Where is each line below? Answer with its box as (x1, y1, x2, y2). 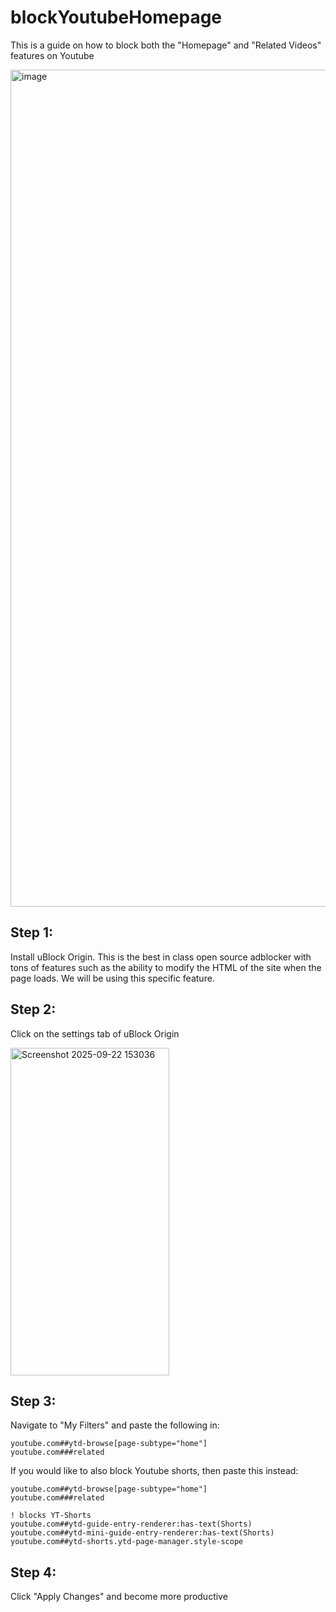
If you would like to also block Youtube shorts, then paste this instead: (10, 1465, 299, 1477)
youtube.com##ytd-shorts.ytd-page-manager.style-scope (10, 1537, 244, 1547)
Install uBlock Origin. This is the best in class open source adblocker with (10, 951, 312, 963)
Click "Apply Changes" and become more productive (10, 1591, 228, 1603)
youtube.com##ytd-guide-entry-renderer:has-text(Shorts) (10, 1519, 253, 1530)
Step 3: (10, 1392, 57, 1410)
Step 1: (10, 924, 54, 941)
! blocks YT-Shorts (10, 1511, 92, 1521)
